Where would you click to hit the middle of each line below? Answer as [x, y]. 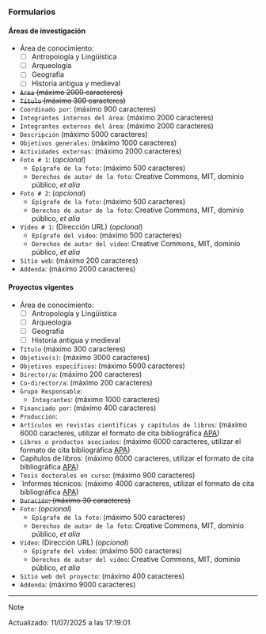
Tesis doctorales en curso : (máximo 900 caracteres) [107, 475]
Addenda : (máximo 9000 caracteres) [78, 584]
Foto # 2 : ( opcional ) [53, 193]
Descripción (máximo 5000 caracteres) [84, 135]
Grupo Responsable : [51, 391]
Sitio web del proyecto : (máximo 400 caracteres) [102, 575]
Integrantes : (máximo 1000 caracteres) [96, 399]
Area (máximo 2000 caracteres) [71, 93]
